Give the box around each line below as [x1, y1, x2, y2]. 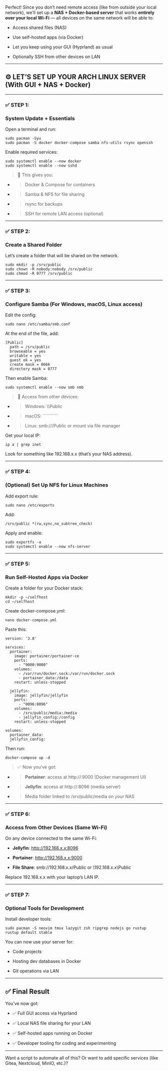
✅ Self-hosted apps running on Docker [12, 1030, 93, 1036]
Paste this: [5, 626, 27, 632]
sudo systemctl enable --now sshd [5, 163, 77, 168]
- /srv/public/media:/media [18, 710, 77, 715]
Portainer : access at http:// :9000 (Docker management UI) [24, 774, 146, 780]
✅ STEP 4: [5, 468, 31, 475]
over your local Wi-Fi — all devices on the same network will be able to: [5, 15, 154, 21]
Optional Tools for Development [5, 904, 84, 911]
